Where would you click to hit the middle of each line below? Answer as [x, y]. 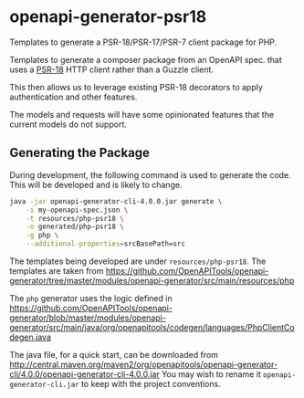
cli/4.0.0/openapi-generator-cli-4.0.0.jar [84, 374]
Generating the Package [80, 153]
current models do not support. [68, 124]
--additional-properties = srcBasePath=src [105, 244]
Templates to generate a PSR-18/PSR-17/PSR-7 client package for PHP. [143, 42]
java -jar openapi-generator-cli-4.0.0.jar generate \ [116, 201]
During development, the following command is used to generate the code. [150, 174]
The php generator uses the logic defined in [91, 298]
